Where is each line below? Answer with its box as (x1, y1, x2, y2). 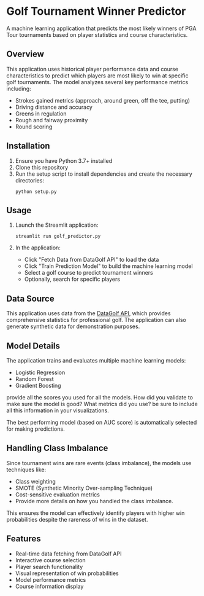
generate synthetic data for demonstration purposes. (6, 323, 140, 330)
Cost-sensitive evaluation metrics (15, 490, 100, 498)
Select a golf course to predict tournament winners (24, 269, 153, 276)
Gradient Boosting (15, 382, 61, 389)
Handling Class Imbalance (6, 443, 108, 453)
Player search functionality (15, 563, 83, 570)
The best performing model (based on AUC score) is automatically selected (6, 419, 197, 426)
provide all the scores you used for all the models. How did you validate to (6, 394, 193, 401)
